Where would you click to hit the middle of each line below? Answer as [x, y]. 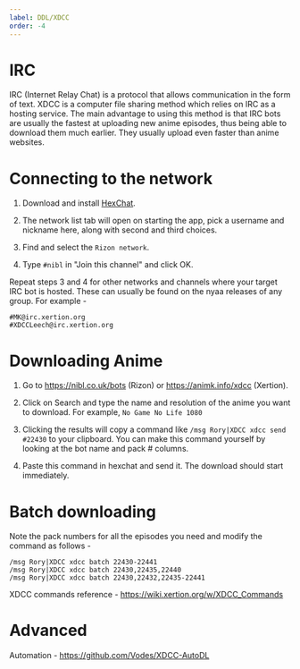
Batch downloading [83, 512]
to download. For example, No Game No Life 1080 [112, 412]
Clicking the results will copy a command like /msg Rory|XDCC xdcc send [154, 429]
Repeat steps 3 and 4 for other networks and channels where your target [144, 282]
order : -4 [28, 26]
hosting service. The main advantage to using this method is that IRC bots [145, 114]
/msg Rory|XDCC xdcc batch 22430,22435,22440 [95, 570]
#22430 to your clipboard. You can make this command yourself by [144, 439]
